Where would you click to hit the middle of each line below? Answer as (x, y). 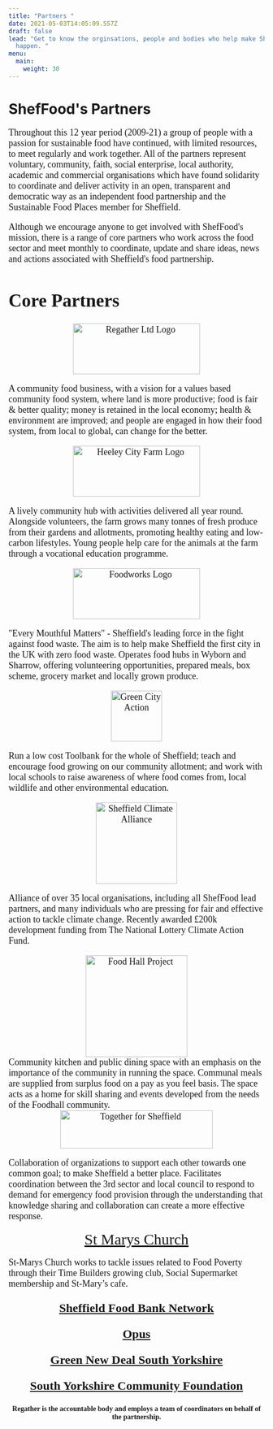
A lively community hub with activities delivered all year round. (126, 511)
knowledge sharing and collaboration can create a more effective (127, 1205)
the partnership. (136, 1417)
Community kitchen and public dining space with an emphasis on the (135, 1062)
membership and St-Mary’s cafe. (68, 1283)
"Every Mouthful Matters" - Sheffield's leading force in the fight (126, 633)
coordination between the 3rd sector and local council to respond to (131, 1184)
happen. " (32, 46)
